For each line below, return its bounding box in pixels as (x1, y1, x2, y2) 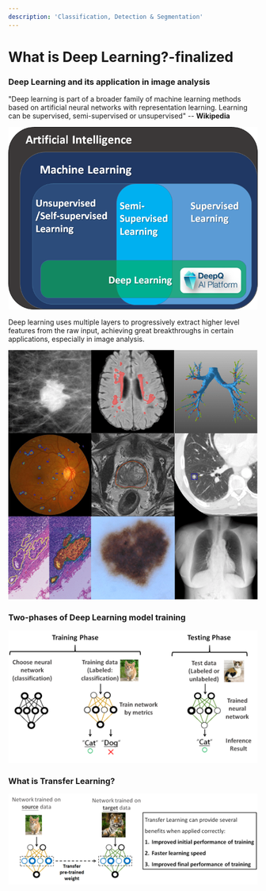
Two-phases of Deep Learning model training (8, 612, 186, 623)
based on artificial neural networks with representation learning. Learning (8, 103, 248, 113)
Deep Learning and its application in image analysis (8, 76, 211, 87)
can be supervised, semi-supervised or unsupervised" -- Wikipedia (8, 111, 230, 121)
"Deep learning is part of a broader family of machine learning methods (8, 94, 241, 104)
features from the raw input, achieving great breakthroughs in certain (8, 326, 234, 336)
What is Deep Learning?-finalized (8, 48, 234, 66)
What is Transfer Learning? (8, 775, 116, 786)
